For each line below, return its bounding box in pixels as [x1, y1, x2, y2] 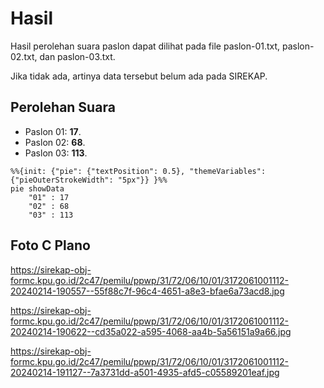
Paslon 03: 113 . [24, 147, 88, 159]
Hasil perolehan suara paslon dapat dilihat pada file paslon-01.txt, [10, 40, 281, 52]
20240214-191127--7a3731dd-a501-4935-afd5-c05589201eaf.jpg [10, 366, 280, 378]
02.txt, [10, 50, 38, 62]
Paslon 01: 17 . [24, 125, 82, 137]
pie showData [10, 183, 65, 194]
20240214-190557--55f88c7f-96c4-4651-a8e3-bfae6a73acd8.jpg [10, 285, 285, 297]
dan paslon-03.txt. [39, 50, 116, 62]
